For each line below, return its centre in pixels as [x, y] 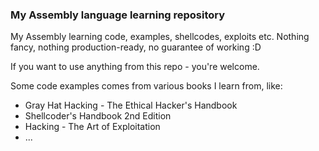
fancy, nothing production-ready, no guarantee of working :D [136, 47]
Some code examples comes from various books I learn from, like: [146, 86]
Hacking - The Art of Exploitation [92, 127]
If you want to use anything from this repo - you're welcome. [135, 67]
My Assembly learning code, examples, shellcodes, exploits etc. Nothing [160, 37]
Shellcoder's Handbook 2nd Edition [98, 116]
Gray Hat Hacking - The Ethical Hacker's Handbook [131, 105]
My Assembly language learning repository [118, 15]
